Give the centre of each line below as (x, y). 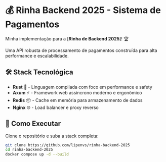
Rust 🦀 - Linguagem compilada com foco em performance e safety (82, 87)
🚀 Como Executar (33, 124)
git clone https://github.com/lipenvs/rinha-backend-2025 (68, 145)
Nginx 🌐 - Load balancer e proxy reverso (55, 107)
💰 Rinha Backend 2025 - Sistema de (83, 10)
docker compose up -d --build (37, 154)
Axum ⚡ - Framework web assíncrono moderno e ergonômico (77, 92)
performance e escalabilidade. (37, 56)
